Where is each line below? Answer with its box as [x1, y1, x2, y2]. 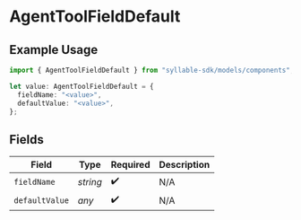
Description [159, 159, 211, 172]
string [77, 175, 103, 188]
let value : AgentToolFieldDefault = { [9, 82, 154, 91]
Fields [9, 132, 45, 147]
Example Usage [9, 42, 99, 57]
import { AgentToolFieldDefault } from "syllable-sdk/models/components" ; [9, 66, 295, 75]
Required [110, 159, 150, 172]
